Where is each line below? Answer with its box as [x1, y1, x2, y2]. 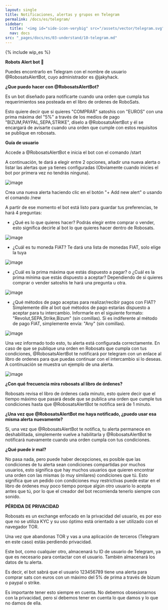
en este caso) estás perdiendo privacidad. [5, 539, 92, 545]
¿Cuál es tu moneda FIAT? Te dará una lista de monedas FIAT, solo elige [12, 244, 161, 250]
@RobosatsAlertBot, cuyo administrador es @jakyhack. [5, 74, 119, 80]
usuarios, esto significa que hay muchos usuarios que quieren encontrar [5, 467, 154, 473]
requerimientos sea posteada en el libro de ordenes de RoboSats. [5, 98, 140, 105]
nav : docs [9, 31, 30, 36]
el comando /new [5, 194, 41, 200]
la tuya [12, 249, 26, 255]
